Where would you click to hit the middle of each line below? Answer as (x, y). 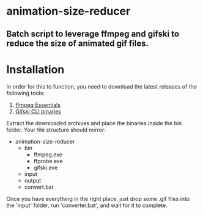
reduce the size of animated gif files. (77, 43)
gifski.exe (46, 167)
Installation (35, 69)
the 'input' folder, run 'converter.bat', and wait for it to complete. (87, 205)
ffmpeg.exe (48, 155)
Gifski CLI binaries (38, 111)
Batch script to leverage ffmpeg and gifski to (93, 34)
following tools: (25, 93)
